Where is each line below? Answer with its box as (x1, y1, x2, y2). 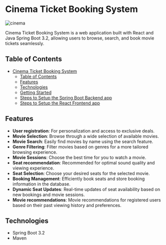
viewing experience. (12, 165, 54, 171)
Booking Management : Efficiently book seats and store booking (12, 175, 145, 181)
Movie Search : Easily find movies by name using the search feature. (12, 138, 153, 144)
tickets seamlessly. (5, 40, 44, 46)
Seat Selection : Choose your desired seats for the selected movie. (12, 170, 150, 176)
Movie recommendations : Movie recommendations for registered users (12, 196, 161, 203)
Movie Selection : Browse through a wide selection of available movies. (12, 133, 159, 139)
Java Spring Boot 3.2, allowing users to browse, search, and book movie (5, 35, 154, 41)
